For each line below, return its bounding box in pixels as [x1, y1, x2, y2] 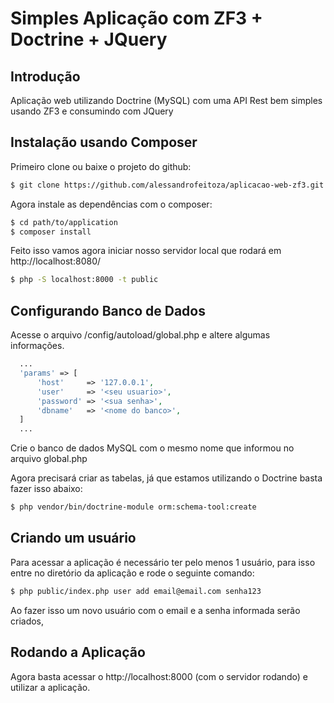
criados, [10, 615, 45, 627]
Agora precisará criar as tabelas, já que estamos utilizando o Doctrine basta [10, 472, 323, 484]
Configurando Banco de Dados [10, 302, 206, 319]
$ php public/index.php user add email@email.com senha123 [10, 586, 262, 596]
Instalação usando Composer [10, 134, 198, 151]
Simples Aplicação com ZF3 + [10, 7, 263, 30]
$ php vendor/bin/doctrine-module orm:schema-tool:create [10, 502, 257, 512]
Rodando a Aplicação [10, 644, 146, 661]
